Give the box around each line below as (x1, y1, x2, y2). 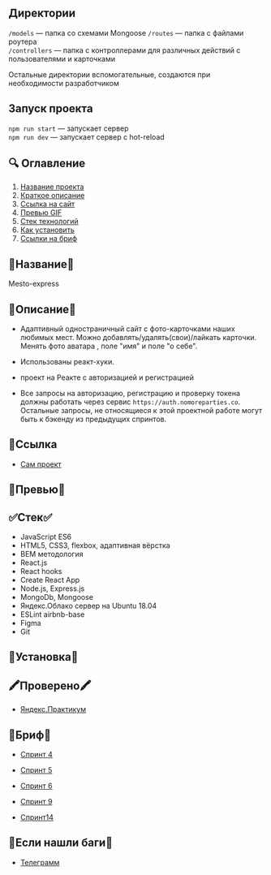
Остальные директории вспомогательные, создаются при (8, 69, 211, 80)
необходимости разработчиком (8, 78, 119, 88)
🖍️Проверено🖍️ (8, 679, 92, 692)
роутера (8, 37, 37, 46)
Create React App (19, 575, 80, 585)
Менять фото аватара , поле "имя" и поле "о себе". (19, 341, 198, 351)
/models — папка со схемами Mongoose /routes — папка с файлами (8, 28, 244, 37)
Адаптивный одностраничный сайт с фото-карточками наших (19, 324, 235, 334)
